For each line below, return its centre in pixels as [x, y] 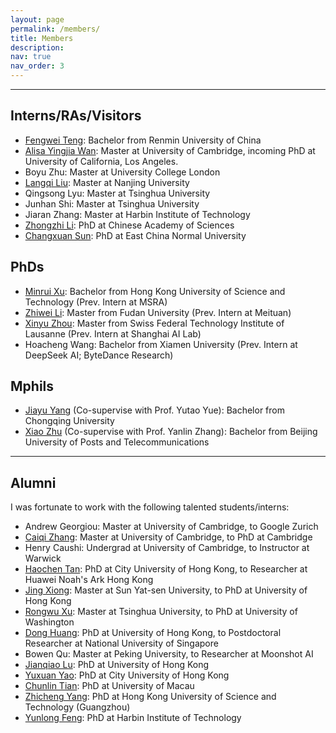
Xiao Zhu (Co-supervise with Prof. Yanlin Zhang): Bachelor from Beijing [171, 432]
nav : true [31, 57]
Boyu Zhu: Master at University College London [122, 172]
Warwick [43, 558]
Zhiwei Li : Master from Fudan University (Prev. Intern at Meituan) [158, 312]
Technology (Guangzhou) [77, 707]
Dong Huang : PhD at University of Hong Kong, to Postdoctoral [153, 633]
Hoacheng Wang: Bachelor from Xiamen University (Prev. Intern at [161, 344]
